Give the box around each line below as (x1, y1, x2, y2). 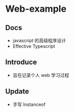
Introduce (5, 58, 37, 67)
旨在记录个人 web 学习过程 (12, 72, 69, 78)
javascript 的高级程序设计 (12, 38, 66, 43)
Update (5, 87, 30, 96)
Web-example (5, 3, 67, 15)
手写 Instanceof (12, 101, 46, 107)
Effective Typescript (12, 43, 55, 49)
